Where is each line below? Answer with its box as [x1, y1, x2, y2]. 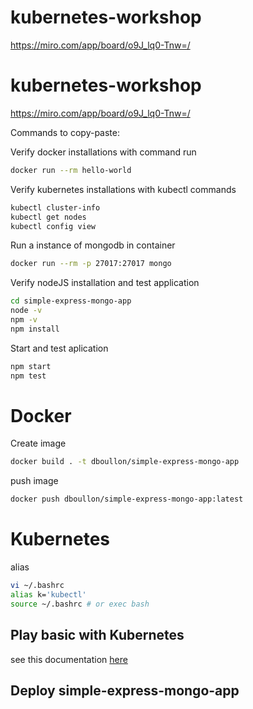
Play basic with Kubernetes [10, 627, 185, 644]
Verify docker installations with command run [10, 146, 197, 158]
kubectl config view [10, 221, 97, 231]
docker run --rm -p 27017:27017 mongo [10, 259, 172, 269]
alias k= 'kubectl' [10, 590, 87, 600]
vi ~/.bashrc [10, 581, 65, 591]
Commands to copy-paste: [10, 126, 120, 138]
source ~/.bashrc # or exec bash [10, 599, 150, 609]
